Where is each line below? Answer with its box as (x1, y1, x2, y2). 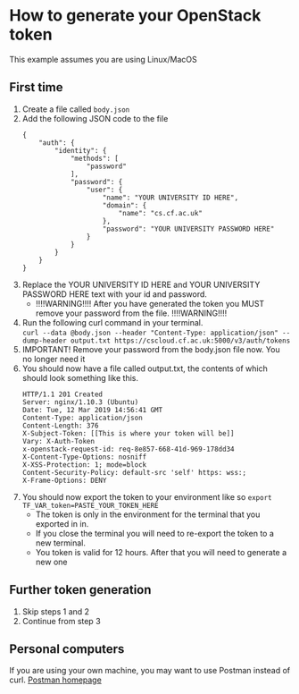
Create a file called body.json (21, 104, 130, 114)
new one (35, 556, 68, 567)
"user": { (86, 185, 123, 194)
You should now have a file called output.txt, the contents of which (21, 363, 268, 374)
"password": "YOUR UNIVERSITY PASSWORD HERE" (102, 224, 275, 233)
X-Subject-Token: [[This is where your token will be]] (21, 428, 235, 438)
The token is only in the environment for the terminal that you (35, 509, 261, 520)
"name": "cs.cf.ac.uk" (118, 208, 203, 217)
